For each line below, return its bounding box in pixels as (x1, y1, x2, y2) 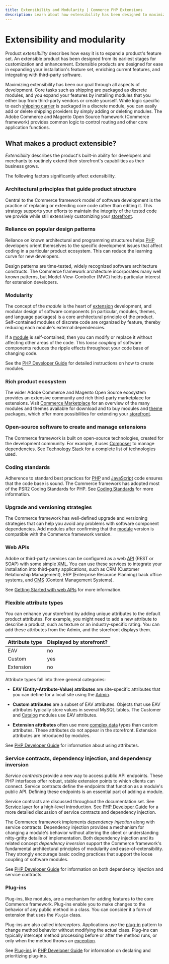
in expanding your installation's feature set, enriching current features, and (5, 67, 160, 73)
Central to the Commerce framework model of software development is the (5, 197, 161, 203)
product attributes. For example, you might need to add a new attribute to (5, 616, 157, 622)
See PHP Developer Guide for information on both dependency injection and (5, 866, 163, 872)
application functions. (5, 125, 50, 131)
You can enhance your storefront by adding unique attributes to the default (5, 611, 161, 617)
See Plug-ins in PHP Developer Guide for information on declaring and (5, 947, 151, 953)
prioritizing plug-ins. (5, 952, 47, 958)
